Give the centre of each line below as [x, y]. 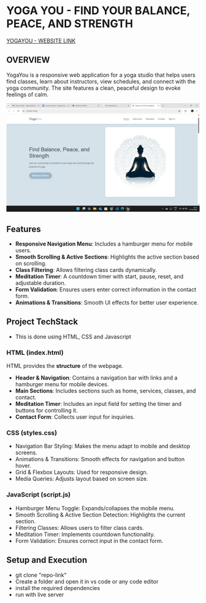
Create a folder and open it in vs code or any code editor [87, 582]
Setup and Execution [47, 560]
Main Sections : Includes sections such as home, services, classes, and [105, 391]
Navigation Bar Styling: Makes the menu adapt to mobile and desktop [103, 446]
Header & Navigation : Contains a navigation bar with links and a [96, 378]
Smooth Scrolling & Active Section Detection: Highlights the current [100, 515]
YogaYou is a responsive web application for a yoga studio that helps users [101, 75]
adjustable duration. [40, 283]
